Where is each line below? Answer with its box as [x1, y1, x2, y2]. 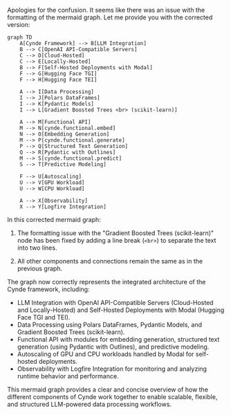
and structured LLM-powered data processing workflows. [7, 400, 172, 408]
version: [7, 21, 30, 28]
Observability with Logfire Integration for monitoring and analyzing [17, 365, 207, 373]
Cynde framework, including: [7, 285, 90, 293]
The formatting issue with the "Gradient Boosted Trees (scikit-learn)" [17, 229, 214, 237]
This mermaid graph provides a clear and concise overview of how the [7, 385, 209, 394]
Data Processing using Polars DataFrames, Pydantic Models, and [17, 321, 203, 329]
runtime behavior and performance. [17, 372, 119, 380]
